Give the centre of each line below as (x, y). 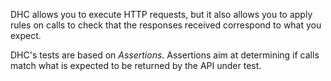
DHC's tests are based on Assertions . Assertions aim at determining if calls (165, 55)
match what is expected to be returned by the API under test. (136, 65)
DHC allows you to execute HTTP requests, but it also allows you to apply (161, 14)
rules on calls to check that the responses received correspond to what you (166, 25)
